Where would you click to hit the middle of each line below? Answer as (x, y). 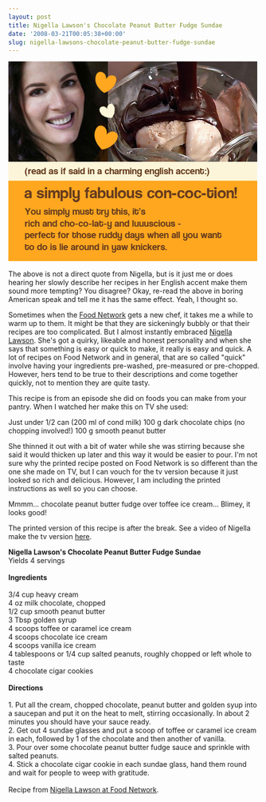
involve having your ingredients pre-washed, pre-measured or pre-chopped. (134, 366)
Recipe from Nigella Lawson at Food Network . (84, 790)
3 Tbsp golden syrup (43, 620)
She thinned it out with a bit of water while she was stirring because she (127, 447)
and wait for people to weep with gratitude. (79, 773)
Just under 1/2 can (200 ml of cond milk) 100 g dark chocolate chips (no (127, 423)
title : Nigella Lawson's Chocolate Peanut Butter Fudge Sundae (115, 25)
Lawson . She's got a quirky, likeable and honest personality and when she (130, 340)
